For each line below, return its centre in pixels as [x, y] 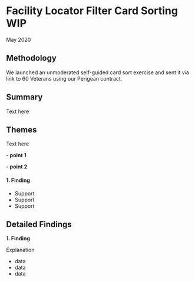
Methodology [32, 58]
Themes [22, 130]
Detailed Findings [39, 224]
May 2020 [19, 39]
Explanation [20, 250]
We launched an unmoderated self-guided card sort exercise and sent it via [98, 72]
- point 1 [16, 155]
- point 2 [17, 167]
